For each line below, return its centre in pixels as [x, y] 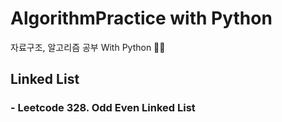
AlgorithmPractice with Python [141, 18]
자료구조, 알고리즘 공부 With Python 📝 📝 [88, 47]
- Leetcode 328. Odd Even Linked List [103, 108]
